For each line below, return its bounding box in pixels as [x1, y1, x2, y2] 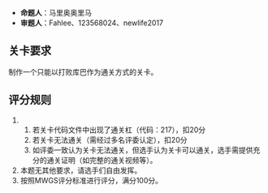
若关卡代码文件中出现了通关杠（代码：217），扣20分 [32, 125, 206, 135]
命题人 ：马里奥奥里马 [19, 8, 92, 17]
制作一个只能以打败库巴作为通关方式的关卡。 [8, 66, 158, 76]
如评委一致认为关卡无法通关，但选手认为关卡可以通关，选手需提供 [32, 145, 253, 155]
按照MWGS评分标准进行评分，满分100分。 [19, 175, 163, 185]
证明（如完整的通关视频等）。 [60, 155, 158, 165]
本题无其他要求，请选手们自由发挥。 [19, 165, 142, 175]
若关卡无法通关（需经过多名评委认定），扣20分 [32, 135, 188, 144]
